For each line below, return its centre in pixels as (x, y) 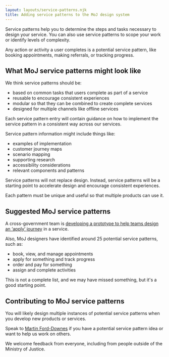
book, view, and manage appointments (53, 254)
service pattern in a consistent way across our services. (64, 124)
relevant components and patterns (48, 170)
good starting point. (26, 285)
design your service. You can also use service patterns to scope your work (83, 34)
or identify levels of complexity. (38, 40)
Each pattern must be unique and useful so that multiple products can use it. (84, 196)
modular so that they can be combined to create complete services (82, 104)
